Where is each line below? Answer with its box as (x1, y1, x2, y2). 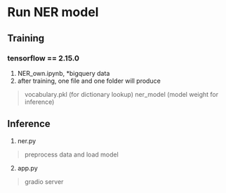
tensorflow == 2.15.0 (7, 53, 79, 63)
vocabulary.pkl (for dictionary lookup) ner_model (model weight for (24, 90, 219, 98)
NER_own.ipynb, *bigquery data (17, 69, 110, 77)
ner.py (17, 136, 36, 145)
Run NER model (7, 4, 99, 20)
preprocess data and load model (24, 150, 119, 159)
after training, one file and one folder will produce (17, 76, 161, 85)
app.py (17, 164, 39, 172)
